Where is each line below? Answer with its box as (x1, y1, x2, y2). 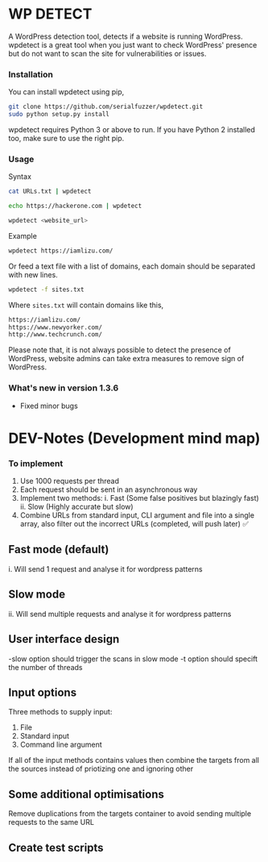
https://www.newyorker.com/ (8, 323, 103, 331)
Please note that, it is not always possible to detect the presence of (8, 345, 231, 355)
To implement (8, 457, 64, 468)
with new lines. (8, 269, 58, 279)
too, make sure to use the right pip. (8, 133, 125, 143)
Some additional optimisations (8, 787, 165, 801)
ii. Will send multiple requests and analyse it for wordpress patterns (8, 609, 232, 618)
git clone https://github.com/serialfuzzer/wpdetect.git (8, 102, 204, 111)
